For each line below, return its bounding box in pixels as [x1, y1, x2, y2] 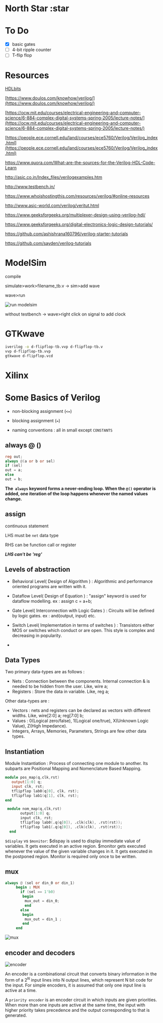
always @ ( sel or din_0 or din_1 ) [5, 880, 75, 885]
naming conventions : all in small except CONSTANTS [12, 427, 113, 433]
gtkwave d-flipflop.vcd [5, 353, 53, 358]
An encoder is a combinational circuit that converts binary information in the [5, 971, 157, 977]
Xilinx [5, 370, 29, 381]
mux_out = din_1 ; [24, 916, 62, 922]
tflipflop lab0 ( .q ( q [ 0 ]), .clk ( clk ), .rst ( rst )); [20, 820, 123, 825]
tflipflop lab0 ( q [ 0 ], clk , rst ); [11, 788, 79, 794]
